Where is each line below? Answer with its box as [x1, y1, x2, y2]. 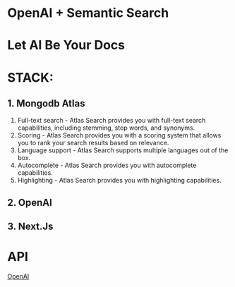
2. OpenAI [7, 196, 53, 209]
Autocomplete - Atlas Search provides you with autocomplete [17, 161, 197, 170]
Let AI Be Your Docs [7, 37, 126, 54]
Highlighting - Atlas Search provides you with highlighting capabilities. [17, 176, 222, 185]
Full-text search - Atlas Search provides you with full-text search [17, 116, 206, 125]
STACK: [7, 69, 54, 85]
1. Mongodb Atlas [7, 97, 85, 109]
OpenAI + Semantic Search [7, 5, 169, 21]
